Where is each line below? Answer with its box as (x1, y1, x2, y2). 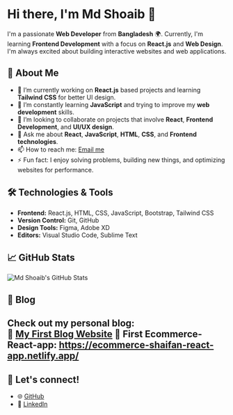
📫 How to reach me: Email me (17, 145, 105, 154)
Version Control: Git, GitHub (17, 215, 99, 225)
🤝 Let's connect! (7, 373, 80, 385)
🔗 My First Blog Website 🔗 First (7, 328, 143, 340)
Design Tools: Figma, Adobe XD (17, 223, 110, 231)
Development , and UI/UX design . (17, 122, 115, 131)
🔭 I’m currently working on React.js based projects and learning (17, 86, 201, 94)
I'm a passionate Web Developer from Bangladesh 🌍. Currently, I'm (7, 29, 204, 38)
